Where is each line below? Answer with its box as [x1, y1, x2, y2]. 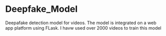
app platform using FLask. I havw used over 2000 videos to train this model [5, 25, 162, 31]
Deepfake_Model [5, 3, 78, 15]
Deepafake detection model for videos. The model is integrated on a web [5, 20, 157, 26]
